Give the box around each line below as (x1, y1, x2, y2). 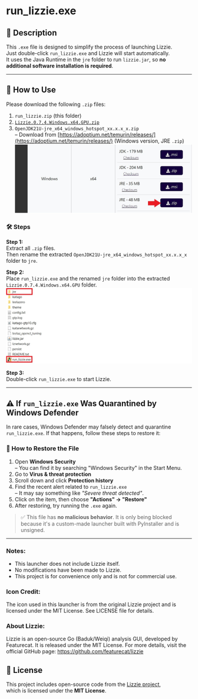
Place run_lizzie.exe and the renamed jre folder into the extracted (6, 275, 170, 282)
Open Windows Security (14, 458, 76, 465)
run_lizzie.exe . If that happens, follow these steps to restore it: (6, 430, 161, 437)
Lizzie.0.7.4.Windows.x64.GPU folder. (6, 281, 97, 288)
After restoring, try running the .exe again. (14, 502, 117, 509)
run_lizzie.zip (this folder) (14, 112, 82, 119)
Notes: (6, 546, 26, 555)
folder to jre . (6, 257, 38, 265)
